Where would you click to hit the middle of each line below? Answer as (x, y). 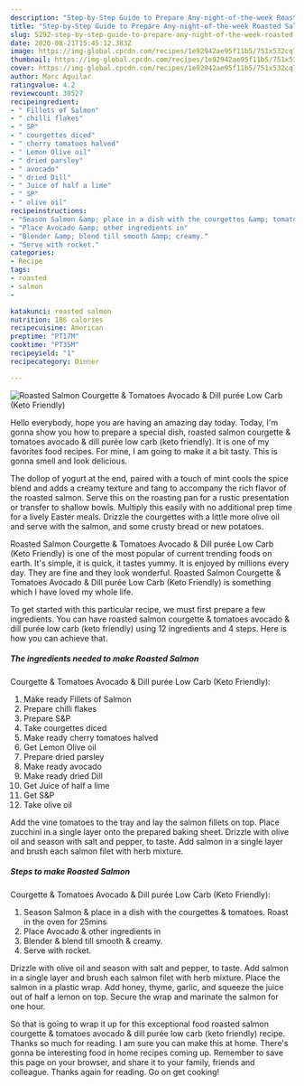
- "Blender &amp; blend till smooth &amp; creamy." (109, 236)
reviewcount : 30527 (47, 93)
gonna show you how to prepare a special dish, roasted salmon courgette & (151, 432)
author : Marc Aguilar (51, 77)
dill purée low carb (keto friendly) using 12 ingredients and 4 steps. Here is (149, 628)
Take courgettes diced (65, 727)
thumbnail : (31, 60)
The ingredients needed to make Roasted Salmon (105, 659)
